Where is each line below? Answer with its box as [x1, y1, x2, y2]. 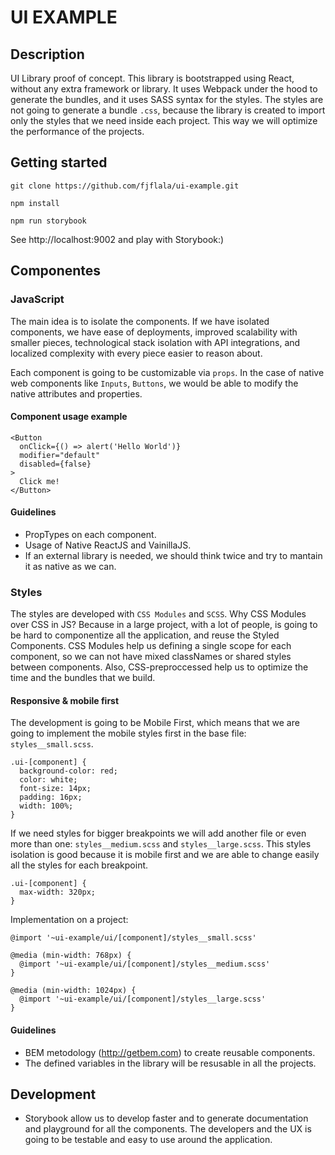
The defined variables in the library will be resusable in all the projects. [24, 1057, 317, 1069]
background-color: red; [19, 766, 118, 776]
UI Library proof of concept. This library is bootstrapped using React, [10, 72, 295, 84]
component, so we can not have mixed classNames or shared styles [10, 651, 292, 663]
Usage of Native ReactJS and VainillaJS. [24, 539, 192, 551]
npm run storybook [10, 216, 87, 226]
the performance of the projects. [10, 126, 145, 137]
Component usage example [10, 411, 128, 423]
